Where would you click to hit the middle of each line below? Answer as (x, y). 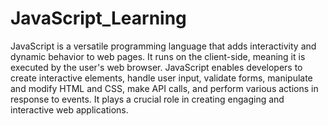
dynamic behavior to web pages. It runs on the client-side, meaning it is (158, 56)
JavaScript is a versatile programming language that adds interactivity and (163, 46)
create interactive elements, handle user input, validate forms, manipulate (161, 78)
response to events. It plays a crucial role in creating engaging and (147, 99)
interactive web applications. (69, 109)
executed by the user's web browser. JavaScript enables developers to (156, 67)
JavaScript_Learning (98, 18)
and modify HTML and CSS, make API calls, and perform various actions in (164, 88)
